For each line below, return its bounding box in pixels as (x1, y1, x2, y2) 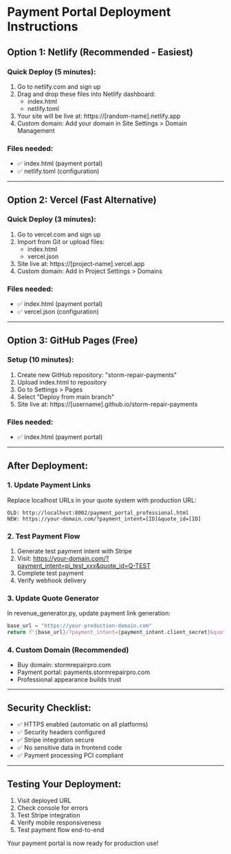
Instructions (7, 19, 78, 34)
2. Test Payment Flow (7, 531, 80, 541)
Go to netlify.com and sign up (16, 82, 101, 90)
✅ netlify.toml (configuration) (16, 167, 100, 176)
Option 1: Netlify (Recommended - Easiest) (7, 46, 194, 58)
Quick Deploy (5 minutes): (7, 67, 96, 77)
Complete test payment (16, 569, 84, 578)
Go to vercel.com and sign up (16, 230, 101, 238)
